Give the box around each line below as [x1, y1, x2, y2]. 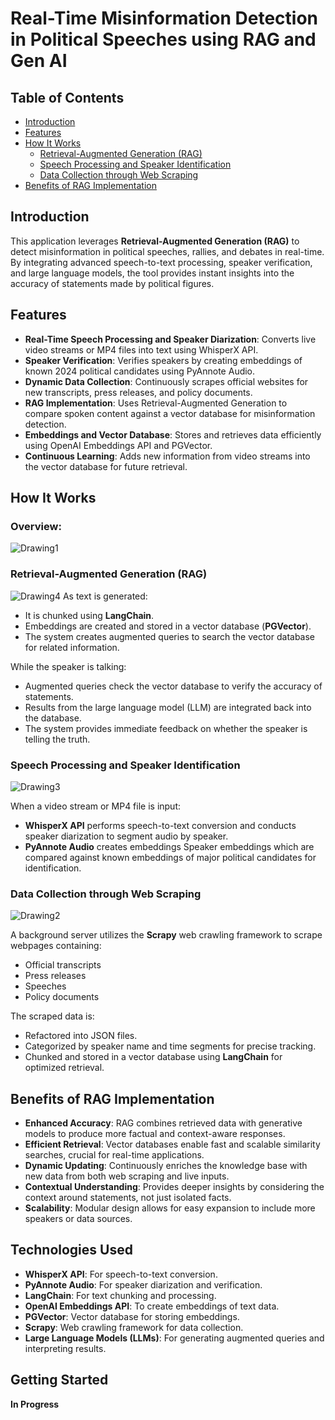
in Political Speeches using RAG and [10, 28, 317, 51]
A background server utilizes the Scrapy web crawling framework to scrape [10, 929, 323, 941]
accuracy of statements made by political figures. [10, 277, 215, 289]
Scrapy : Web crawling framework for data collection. [24, 1321, 244, 1333]
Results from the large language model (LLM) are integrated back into [24, 701, 312, 713]
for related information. [24, 641, 120, 653]
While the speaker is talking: [10, 660, 127, 672]
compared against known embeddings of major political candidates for [24, 851, 317, 863]
